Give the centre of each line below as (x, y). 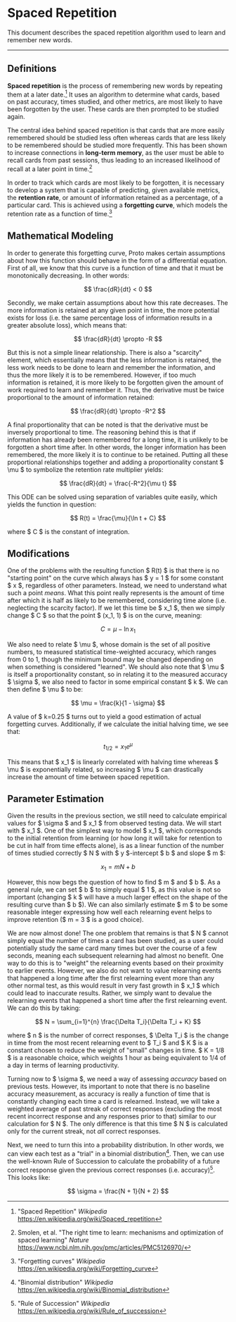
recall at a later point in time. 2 (50, 168)
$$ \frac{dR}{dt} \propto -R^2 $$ (118, 411)
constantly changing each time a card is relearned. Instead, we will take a (113, 1102)
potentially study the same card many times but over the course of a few (112, 948)
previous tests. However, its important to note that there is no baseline (109, 1087)
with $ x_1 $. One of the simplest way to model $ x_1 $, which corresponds (114, 831)
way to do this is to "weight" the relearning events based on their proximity (116, 964)
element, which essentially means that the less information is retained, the (114, 360)
